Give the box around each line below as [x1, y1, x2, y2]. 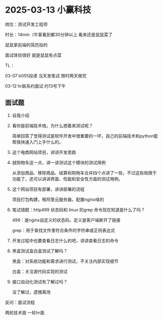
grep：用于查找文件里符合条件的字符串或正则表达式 [12, 227, 115, 233]
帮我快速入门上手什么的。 [12, 139, 64, 145]
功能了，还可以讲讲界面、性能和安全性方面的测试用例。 [12, 176, 123, 182]
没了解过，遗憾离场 [12, 289, 51, 295]
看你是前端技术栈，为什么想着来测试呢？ [12, 122, 93, 128]
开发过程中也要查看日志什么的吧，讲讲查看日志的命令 [12, 238, 119, 244]
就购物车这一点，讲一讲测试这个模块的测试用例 [12, 159, 106, 165]
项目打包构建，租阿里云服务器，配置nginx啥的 [12, 197, 104, 202]
